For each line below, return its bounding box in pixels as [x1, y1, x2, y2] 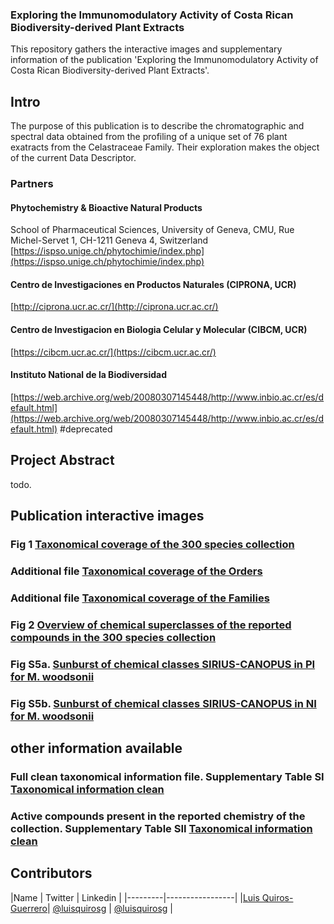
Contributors [10, 865, 93, 882]
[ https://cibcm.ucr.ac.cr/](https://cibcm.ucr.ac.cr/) [10, 346, 217, 358]
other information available [10, 739, 183, 757]
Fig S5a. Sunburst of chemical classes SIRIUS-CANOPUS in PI [10, 657, 316, 671]
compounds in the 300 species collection [10, 630, 217, 644]
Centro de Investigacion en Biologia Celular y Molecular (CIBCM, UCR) [10, 324, 308, 336]
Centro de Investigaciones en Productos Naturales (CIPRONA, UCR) [10, 278, 297, 290]
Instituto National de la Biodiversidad [10, 369, 167, 381]
